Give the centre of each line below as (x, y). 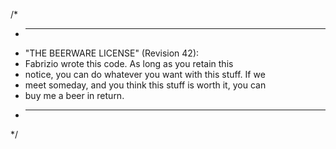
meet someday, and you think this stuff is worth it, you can (145, 85)
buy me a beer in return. (74, 95)
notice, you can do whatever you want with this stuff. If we (145, 74)
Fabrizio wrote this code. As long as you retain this (129, 63)
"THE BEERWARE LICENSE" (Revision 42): (112, 53)
